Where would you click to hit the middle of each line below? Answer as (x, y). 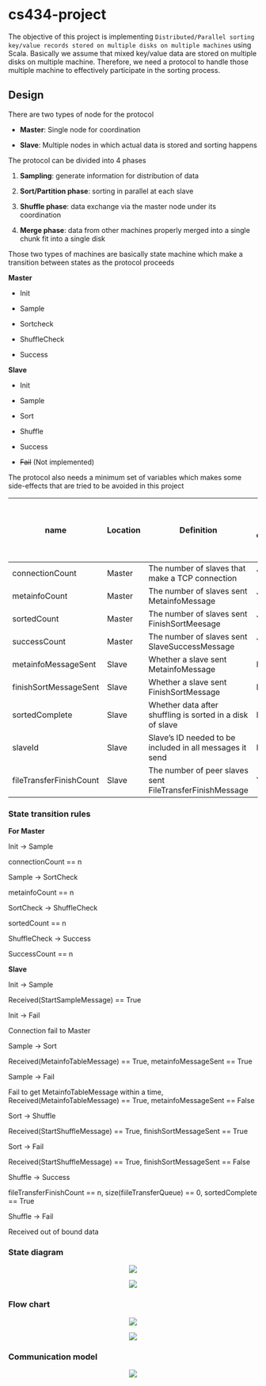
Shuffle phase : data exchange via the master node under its (118, 206)
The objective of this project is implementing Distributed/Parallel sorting (131, 36)
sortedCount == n (37, 923)
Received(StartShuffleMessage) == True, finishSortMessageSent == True (128, 1132)
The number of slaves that (197, 568)
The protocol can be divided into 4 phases (77, 160)
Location (123, 530)
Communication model (53, 1357)
